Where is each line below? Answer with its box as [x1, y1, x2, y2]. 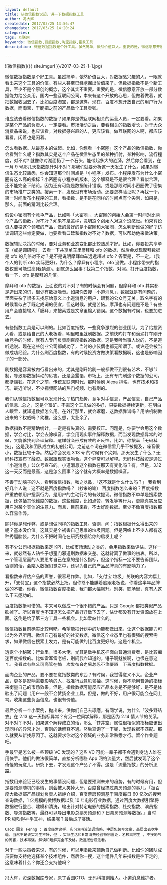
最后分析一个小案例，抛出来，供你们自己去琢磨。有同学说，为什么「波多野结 [5, 707, 162, 713]
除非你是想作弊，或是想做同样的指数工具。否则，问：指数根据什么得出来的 [5, 521, 158, 527]
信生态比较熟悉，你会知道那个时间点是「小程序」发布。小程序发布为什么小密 [5, 170, 162, 176]
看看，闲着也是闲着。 [5, 134, 49, 140]
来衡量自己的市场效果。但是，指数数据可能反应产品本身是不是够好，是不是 [5, 684, 158, 690]
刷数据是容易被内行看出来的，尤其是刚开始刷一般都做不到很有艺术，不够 [5, 366, 153, 372]
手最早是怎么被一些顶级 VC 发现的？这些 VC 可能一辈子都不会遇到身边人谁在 [5, 749, 162, 755]
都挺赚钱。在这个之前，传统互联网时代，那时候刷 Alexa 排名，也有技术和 [5, 379, 154, 385]
